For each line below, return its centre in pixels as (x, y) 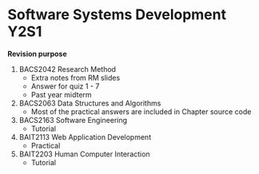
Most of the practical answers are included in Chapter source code (141, 111)
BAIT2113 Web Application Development (85, 136)
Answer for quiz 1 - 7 (65, 86)
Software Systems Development (117, 15)
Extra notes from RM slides (76, 77)
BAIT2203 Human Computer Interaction (84, 154)
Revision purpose (37, 53)
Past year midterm (62, 94)
